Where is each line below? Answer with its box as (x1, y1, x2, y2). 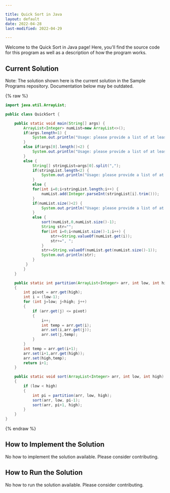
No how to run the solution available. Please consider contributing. (5, 481, 144, 488)
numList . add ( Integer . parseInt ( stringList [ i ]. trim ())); (41, 191, 159, 196)
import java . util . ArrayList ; (5, 103, 67, 108)
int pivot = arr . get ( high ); (23, 290, 82, 295)
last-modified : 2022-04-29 (5, 26, 62, 31)
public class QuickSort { (5, 112, 60, 117)
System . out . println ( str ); (41, 252, 96, 258)
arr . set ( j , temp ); (41, 332, 78, 337)
